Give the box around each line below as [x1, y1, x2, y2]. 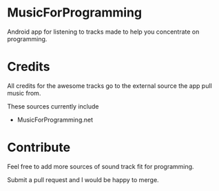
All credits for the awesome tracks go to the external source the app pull [7, 81, 212, 90]
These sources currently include [7, 102, 99, 111]
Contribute [7, 139, 71, 155]
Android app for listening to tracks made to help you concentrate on [7, 27, 200, 36]
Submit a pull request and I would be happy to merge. [7, 175, 160, 183]
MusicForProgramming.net [17, 115, 94, 124]
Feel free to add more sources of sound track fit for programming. [7, 162, 194, 170]
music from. [7, 89, 41, 97]
